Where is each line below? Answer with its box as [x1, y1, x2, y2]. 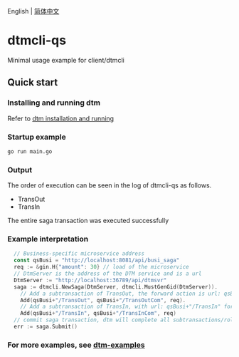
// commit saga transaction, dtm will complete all [14, 316, 171, 324]
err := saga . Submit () [14, 324, 78, 331]
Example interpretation [7, 234, 89, 244]
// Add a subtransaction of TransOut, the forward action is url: [20, 290, 221, 297]
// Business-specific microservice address [14, 250, 144, 257]
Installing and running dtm [7, 98, 101, 108]
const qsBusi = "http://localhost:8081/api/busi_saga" [14, 257, 180, 264]
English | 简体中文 [7, 7, 60, 15]
